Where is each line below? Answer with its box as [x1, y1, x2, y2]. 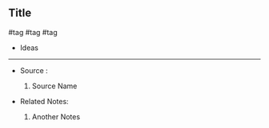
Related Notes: [19, 96, 70, 106]
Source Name [31, 81, 78, 91]
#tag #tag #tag [8, 27, 58, 37]
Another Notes [31, 111, 81, 122]
